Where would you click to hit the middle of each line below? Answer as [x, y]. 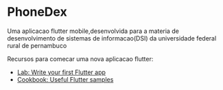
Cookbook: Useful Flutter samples [65, 79]
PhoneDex [37, 12]
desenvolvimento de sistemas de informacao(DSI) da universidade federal [112, 38]
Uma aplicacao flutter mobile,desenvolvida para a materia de [93, 31]
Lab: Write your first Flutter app [61, 72]
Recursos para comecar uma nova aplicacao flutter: [80, 58]
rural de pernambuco [37, 45]
